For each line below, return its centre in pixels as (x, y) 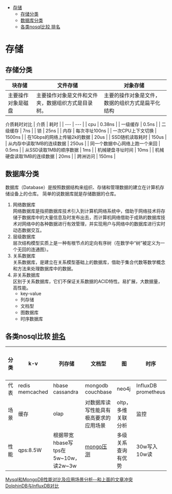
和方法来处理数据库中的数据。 (44, 268)
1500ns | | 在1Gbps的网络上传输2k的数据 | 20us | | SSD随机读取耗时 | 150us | (86, 137)
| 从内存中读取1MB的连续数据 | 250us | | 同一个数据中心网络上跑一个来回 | (83, 143)
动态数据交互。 (28, 230)
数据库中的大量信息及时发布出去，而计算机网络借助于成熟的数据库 (91, 217)
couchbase (99, 392)
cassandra (66, 392)
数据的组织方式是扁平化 (132, 103)
